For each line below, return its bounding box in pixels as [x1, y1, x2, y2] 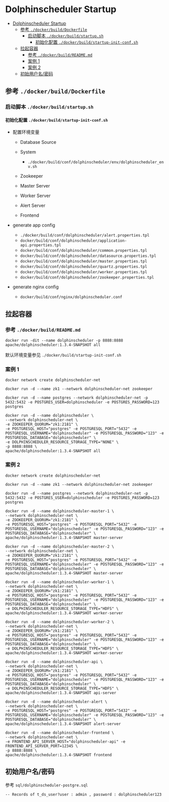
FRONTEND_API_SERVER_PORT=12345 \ [5, 743, 78, 748]
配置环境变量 [12, 129, 39, 135]
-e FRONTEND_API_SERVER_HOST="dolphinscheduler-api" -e [5, 739, 125, 744]
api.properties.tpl [20, 243, 62, 248]
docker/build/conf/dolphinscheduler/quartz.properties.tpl [20, 264, 148, 270]
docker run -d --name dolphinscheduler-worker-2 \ [5, 619, 114, 624]
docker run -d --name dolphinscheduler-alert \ [5, 699, 108, 704]
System [20, 149, 36, 155]
